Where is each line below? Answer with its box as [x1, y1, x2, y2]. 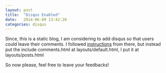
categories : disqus [5, 21, 47, 27]
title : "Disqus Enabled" [5, 12, 60, 17]
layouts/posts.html [5, 52, 44, 58]
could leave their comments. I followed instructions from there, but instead [5, 41, 161, 47]
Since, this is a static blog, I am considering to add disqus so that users [5, 36, 154, 42]
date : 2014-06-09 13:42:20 [5, 17, 67, 22]
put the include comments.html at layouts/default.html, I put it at [5, 46, 139, 53]
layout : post [5, 7, 33, 13]
